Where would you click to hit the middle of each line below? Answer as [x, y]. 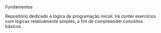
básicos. [14, 26]
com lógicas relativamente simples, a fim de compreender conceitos [74, 21]
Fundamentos [19, 7]
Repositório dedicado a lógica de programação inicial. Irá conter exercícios [80, 16]
